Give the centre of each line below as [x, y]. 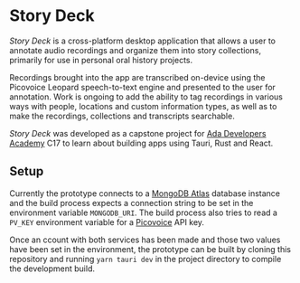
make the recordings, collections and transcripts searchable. [122, 116]
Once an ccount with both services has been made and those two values [145, 240]
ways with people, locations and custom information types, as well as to [143, 106]
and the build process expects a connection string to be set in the [131, 203]
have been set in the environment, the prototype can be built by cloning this [150, 249]
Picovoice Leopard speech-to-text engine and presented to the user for [142, 87]
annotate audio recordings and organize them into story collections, [136, 50]
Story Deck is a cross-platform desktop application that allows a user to [142, 41]
